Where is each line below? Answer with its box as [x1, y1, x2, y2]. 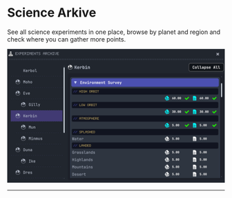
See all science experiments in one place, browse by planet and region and [7, 28, 221, 36]
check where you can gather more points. [7, 35, 126, 43]
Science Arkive [7, 5, 97, 21]
